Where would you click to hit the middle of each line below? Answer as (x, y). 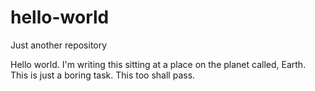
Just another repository (59, 45)
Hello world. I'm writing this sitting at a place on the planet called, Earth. (158, 64)
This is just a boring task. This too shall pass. (103, 75)
